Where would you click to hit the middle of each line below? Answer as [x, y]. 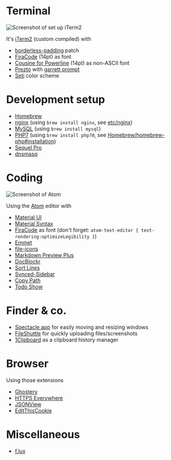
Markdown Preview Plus [44, 255]
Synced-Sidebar [35, 274]
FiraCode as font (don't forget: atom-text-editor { [77, 230]
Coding [25, 178]
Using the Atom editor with [39, 205]
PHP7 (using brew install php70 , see [61, 135]
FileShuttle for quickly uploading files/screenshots [76, 333]
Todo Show [28, 287]
